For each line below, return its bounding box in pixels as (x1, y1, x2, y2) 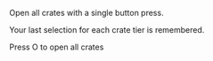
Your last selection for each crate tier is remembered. (9, 25, 205, 34)
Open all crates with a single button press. (9, 8, 164, 18)
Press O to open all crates (9, 42, 104, 52)
